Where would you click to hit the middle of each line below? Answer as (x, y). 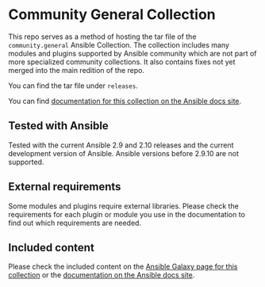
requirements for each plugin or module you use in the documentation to (127, 214)
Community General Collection (112, 15)
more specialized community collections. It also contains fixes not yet (122, 62)
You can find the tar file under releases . (73, 86)
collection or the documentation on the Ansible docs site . (102, 275)
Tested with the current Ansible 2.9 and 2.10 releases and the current (121, 145)
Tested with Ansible (58, 126)
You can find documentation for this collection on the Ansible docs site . (125, 101)
